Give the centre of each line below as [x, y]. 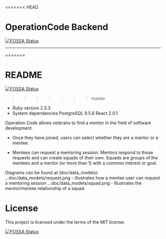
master [98, 98]
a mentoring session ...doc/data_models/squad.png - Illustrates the [73, 183]
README [24, 75]
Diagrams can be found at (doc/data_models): [52, 172]
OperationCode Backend [57, 27]
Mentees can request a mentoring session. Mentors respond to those [83, 152]
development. [19, 128]
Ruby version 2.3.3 [31, 108]
